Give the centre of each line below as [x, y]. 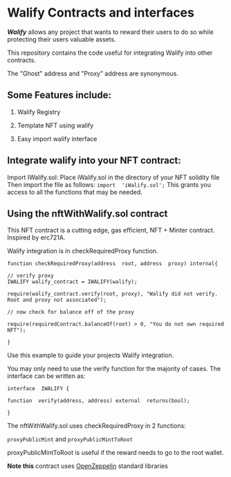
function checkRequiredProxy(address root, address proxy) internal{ [112, 264]
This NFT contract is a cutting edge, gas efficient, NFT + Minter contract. [111, 231]
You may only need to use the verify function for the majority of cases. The [114, 369]
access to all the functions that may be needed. [75, 192]
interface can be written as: [46, 376]
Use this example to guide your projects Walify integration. [91, 355]
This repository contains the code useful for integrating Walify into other [110, 53]
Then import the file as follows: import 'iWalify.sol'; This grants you [109, 184]
